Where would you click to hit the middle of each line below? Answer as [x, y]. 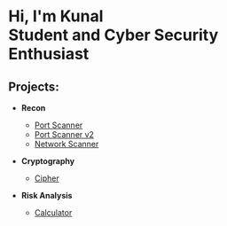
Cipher [47, 178]
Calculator [53, 213]
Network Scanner [67, 144]
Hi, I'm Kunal [56, 16]
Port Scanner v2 [64, 134]
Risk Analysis [47, 195]
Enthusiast [49, 54]
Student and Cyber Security [113, 35]
